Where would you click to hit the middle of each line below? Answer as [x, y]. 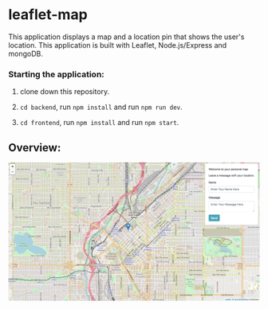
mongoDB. [26, 53]
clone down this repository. [65, 92]
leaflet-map [48, 15]
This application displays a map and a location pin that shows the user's [126, 37]
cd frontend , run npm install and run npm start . [99, 123]
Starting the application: [57, 74]
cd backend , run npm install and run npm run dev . [101, 107]
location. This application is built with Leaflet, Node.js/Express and [118, 45]
